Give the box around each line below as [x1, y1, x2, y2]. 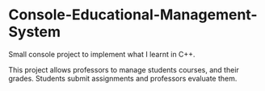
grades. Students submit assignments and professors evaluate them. [8, 73, 238, 83]
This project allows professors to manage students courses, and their [8, 64, 240, 74]
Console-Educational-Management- [8, 6, 258, 24]
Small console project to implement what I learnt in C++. [8, 49, 196, 59]
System [8, 23, 61, 41]
